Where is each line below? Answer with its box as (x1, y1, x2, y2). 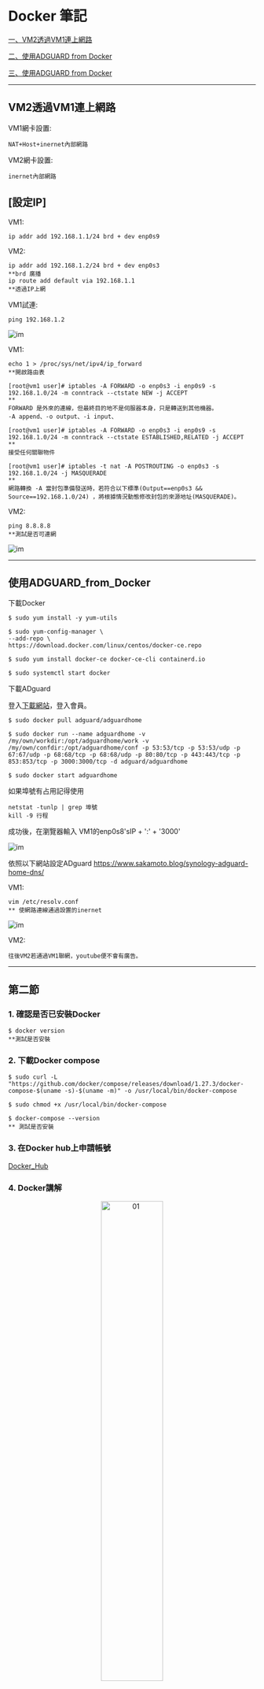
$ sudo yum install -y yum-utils (8, 614, 118, 622)
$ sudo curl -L (8, 1073, 58, 1081)
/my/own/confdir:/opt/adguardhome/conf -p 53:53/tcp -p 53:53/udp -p (8, 744, 241, 752)
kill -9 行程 (8, 812, 49, 820)
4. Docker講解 (8, 1182, 63, 1193)
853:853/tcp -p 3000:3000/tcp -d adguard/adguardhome (8, 757, 189, 766)
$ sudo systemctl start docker (8, 669, 111, 677)
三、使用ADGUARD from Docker (8, 68, 112, 77)
